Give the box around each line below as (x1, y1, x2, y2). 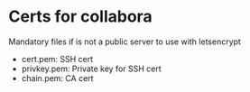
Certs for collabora (8, 6, 153, 27)
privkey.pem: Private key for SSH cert (21, 63, 162, 74)
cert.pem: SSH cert (21, 53, 94, 64)
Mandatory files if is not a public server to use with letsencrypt (8, 36, 241, 47)
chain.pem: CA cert (21, 72, 94, 83)
